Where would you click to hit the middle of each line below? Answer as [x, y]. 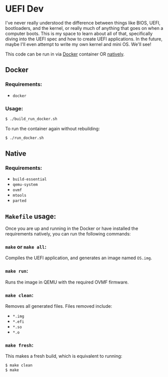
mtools [19, 196]
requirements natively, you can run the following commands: [68, 234]
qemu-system [25, 185]
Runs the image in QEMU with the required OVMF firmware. [67, 282]
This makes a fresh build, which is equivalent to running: [64, 356]
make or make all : [26, 247]
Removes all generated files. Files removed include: [59, 306]
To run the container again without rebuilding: [52, 128]
